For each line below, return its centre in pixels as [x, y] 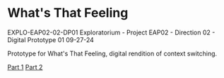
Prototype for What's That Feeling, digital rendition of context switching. [112, 53]
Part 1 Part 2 [25, 67]
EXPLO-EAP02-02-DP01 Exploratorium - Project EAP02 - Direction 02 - [111, 32]
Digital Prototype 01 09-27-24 [51, 39]
